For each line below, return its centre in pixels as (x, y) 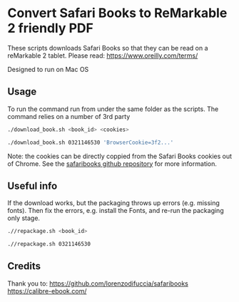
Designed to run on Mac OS (48, 69)
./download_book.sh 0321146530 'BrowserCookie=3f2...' (91, 142)
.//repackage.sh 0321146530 (49, 244)
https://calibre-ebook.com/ (47, 291)
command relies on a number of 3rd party (69, 116)
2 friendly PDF (51, 28)
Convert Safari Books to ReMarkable (117, 13)
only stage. (24, 218)
